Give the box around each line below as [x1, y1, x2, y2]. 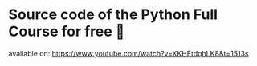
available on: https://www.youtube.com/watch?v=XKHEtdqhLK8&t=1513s [8, 49, 249, 58]
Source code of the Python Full [8, 6, 218, 24]
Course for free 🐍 [8, 22, 125, 41]
